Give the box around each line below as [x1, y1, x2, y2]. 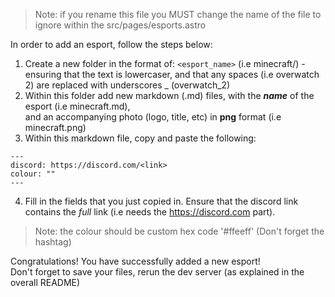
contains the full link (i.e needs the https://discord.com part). [24, 206, 276, 218]
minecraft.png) [24, 122, 87, 133]
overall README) [10, 277, 81, 288]
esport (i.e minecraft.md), [24, 100, 131, 112]
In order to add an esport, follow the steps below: [10, 39, 213, 50]
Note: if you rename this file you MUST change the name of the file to [34, 9, 322, 20]
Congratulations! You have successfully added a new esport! [10, 255, 261, 267]
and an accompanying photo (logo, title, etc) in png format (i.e [24, 111, 282, 123]
